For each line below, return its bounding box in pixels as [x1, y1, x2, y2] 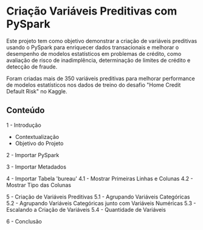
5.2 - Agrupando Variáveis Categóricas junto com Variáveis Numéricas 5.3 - [6, 199, 196, 207]
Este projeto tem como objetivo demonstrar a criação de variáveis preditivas [6, 37, 198, 44]
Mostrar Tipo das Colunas [6, 181, 72, 189]
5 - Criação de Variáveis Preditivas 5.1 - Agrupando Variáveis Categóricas [6, 193, 190, 200]
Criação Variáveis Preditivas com [6, 4, 177, 18]
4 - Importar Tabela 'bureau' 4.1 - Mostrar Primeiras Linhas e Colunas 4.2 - [6, 175, 193, 182]
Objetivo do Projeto [15, 140, 64, 147]
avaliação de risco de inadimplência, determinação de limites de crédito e [6, 56, 191, 64]
